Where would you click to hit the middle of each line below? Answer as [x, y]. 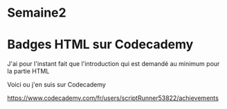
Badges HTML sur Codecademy [100, 45]
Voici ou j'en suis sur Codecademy [56, 85]
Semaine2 [37, 13]
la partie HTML [28, 72]
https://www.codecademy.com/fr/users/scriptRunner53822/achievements [113, 98]
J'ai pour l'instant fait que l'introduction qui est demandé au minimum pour [113, 64]
